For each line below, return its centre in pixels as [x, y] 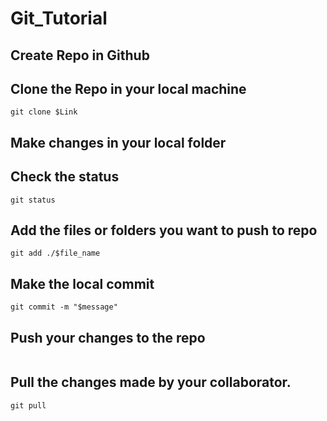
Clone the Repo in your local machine [128, 88]
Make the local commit [82, 283]
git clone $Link [44, 112]
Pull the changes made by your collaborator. [151, 382]
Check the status [65, 177]
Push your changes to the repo [108, 337]
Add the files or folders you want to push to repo [164, 230]
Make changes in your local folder [118, 142]
